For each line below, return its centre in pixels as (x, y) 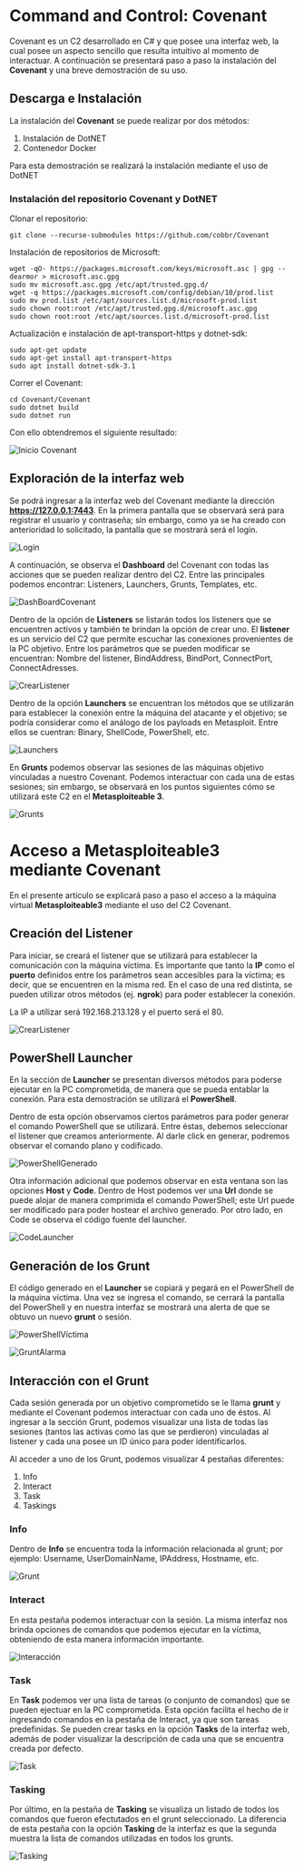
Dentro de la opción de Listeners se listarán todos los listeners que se (141, 619)
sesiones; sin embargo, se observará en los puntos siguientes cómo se (142, 786)
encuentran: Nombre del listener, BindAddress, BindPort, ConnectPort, (141, 658)
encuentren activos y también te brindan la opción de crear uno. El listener (150, 629)
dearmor (24, 277)
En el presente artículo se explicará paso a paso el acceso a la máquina (143, 895)
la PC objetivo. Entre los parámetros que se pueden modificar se (130, 648)
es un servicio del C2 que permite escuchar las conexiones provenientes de (151, 639)
